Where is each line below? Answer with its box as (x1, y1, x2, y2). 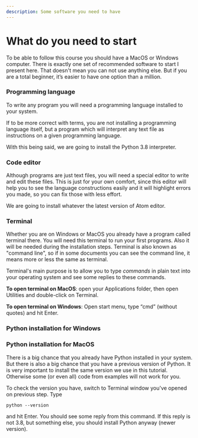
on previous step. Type (6, 390, 62, 398)
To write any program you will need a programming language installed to (6, 101, 183, 108)
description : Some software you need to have (6, 8, 120, 15)
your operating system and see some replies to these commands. (6, 274, 166, 281)
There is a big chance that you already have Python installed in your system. (6, 353, 193, 361)
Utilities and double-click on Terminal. (6, 292, 99, 299)
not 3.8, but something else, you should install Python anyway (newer (6, 419, 176, 426)
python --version (6, 402, 49, 408)
